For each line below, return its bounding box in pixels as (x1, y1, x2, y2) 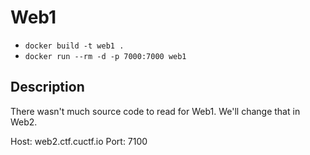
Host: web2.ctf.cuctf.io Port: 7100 (10, 135, 148, 147)
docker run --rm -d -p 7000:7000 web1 (24, 51, 187, 61)
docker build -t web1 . (24, 41, 125, 51)
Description (10, 79, 85, 96)
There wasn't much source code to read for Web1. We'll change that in (10, 105, 301, 117)
